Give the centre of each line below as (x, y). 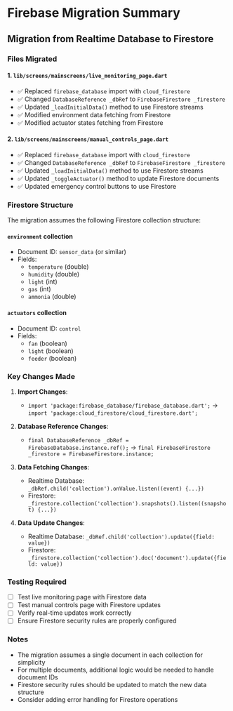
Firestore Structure (40, 205)
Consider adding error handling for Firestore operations (98, 699)
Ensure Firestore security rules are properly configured (97, 621)
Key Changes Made (41, 376)
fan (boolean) (48, 343)
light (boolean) (51, 351)
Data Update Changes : (51, 523)
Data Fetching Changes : (53, 467)
